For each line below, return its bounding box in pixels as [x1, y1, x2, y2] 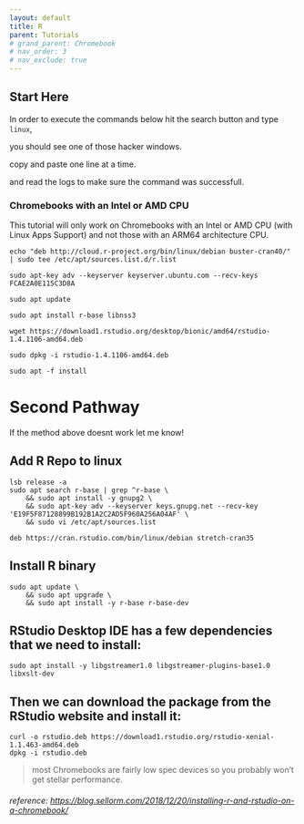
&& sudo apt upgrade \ [25, 590, 112, 600]
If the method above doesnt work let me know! [9, 427, 185, 438]
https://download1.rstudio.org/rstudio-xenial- [90, 733, 275, 742]
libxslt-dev [9, 669, 55, 679]
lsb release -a [9, 478, 67, 487]
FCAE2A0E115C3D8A [9, 279, 76, 288]
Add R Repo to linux [9, 453, 123, 469]
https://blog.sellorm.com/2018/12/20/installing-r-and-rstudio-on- [49, 795, 295, 806]
